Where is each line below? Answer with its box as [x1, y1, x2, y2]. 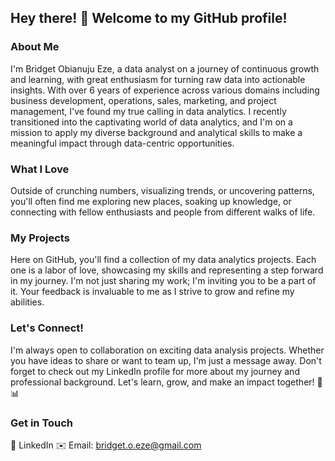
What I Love [10, 162, 70, 176]
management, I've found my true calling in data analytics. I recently [10, 105, 287, 117]
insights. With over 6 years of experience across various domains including [10, 84, 320, 96]
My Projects [10, 231, 70, 245]
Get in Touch [10, 416, 74, 430]
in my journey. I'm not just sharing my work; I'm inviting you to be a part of [10, 275, 317, 287]
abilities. [10, 296, 45, 308]
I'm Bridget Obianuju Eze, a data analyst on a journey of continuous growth [10, 62, 320, 75]
